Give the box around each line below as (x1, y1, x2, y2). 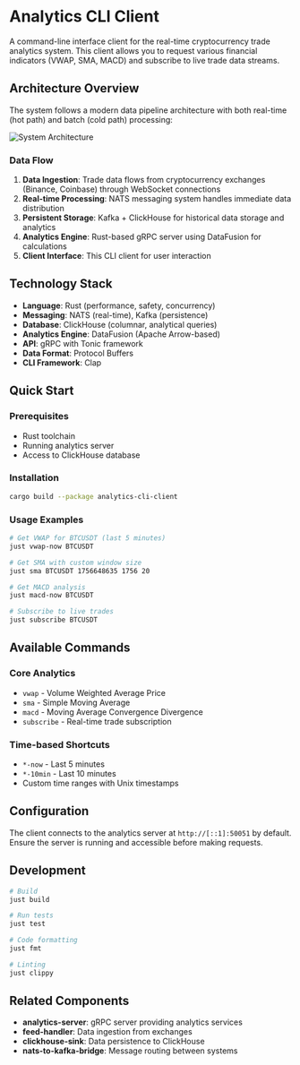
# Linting (9, 960, 47, 969)
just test (9, 920, 47, 929)
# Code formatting (9, 936, 78, 945)
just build (9, 895, 50, 904)
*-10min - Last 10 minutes (21, 769, 116, 778)
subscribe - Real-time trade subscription (21, 716, 172, 726)
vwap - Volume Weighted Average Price (21, 687, 166, 698)
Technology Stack (9, 276, 113, 292)
